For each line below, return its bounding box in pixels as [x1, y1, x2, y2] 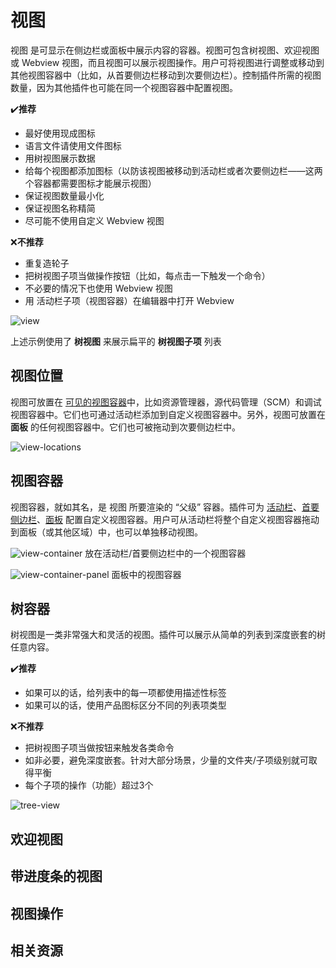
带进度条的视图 [10, 868, 103, 885]
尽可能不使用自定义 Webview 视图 [24, 214, 165, 226]
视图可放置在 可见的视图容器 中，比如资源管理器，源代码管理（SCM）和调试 [10, 396, 322, 408]
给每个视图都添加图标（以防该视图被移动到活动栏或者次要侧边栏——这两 [24, 164, 323, 176]
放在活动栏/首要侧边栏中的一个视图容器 [84, 547, 247, 559]
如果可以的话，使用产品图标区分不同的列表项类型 [24, 699, 227, 711]
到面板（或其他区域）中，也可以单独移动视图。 [10, 526, 203, 538]
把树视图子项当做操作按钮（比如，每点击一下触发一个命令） [24, 269, 271, 281]
